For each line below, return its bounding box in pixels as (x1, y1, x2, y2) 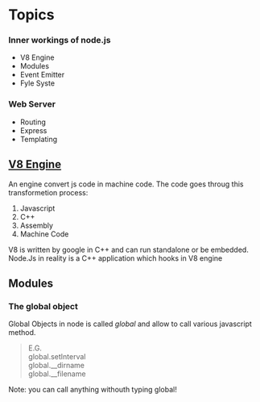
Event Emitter (19, 70, 65, 80)
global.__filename (27, 369, 86, 379)
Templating (19, 134, 58, 144)
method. (8, 328, 36, 337)
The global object (8, 300, 78, 312)
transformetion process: (8, 187, 89, 197)
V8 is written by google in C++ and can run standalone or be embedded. (8, 245, 250, 254)
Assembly (19, 220, 54, 230)
